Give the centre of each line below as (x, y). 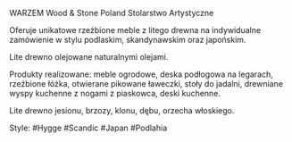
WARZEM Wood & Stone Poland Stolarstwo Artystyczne (112, 13)
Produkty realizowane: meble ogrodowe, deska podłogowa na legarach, (142, 74)
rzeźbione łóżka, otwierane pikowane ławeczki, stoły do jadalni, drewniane (146, 84)
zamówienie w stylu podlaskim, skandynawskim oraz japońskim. (128, 40)
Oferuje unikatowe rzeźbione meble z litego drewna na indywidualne (135, 30)
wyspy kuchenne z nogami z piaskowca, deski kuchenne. (115, 93)
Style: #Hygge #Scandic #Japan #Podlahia (88, 128)
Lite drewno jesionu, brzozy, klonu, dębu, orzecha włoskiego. (122, 110)
